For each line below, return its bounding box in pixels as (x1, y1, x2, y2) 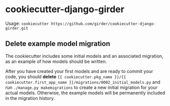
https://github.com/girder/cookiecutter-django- (50, 21, 156, 26)
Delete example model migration (5, 40, 110, 48)
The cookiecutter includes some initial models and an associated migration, (5, 53, 164, 59)
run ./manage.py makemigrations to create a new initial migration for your (5, 84, 158, 90)
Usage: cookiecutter (5, 20, 49, 26)
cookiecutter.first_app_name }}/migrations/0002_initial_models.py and (5, 79, 160, 85)
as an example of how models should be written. (5, 58, 107, 64)
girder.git (5, 25, 29, 31)
